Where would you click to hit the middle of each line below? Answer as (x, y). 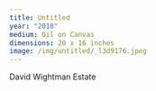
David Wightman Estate (53, 77)
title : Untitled (40, 18)
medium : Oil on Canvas (52, 34)
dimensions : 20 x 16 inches (62, 43)
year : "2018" (34, 26)
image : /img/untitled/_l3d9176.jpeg (78, 51)
